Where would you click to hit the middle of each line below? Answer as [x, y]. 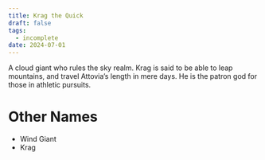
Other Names [53, 117]
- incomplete [37, 38]
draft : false [30, 23]
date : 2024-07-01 [37, 45]
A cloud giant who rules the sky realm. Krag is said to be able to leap [121, 68]
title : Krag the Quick [46, 16]
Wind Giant [38, 139]
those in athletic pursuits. [50, 85]
